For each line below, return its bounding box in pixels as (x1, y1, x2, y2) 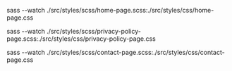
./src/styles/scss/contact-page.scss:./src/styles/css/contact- (46, 49, 225, 56)
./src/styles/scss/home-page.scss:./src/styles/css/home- (46, 6, 214, 14)
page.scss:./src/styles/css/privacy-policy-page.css (6, 34, 156, 43)
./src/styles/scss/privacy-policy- (46, 27, 142, 35)
